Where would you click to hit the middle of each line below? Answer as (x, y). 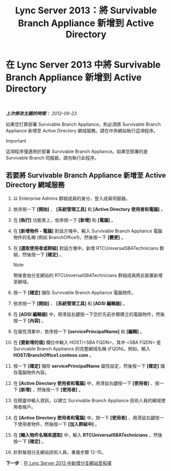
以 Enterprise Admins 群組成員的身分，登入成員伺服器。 (72, 198)
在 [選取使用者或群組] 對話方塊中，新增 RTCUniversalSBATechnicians (86, 248)
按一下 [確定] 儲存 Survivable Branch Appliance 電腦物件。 (75, 292)
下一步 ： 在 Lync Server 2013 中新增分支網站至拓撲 (59, 463)
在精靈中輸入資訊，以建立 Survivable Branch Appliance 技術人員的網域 (87, 400)
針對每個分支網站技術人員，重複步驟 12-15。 (60, 452)
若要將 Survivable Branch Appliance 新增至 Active (86, 175)
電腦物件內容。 (33, 372)
